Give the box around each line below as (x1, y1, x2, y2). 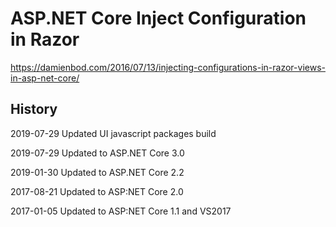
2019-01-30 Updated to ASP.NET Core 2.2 (10, 166, 185, 178)
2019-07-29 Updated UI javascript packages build (10, 127, 217, 139)
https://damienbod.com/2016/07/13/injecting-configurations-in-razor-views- (10, 61, 326, 73)
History (10, 101, 58, 118)
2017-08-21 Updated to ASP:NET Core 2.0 (10, 185, 184, 197)
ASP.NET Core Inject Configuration (10, 7, 307, 30)
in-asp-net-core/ (10, 72, 80, 84)
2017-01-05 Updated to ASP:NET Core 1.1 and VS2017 (10, 205, 232, 217)
